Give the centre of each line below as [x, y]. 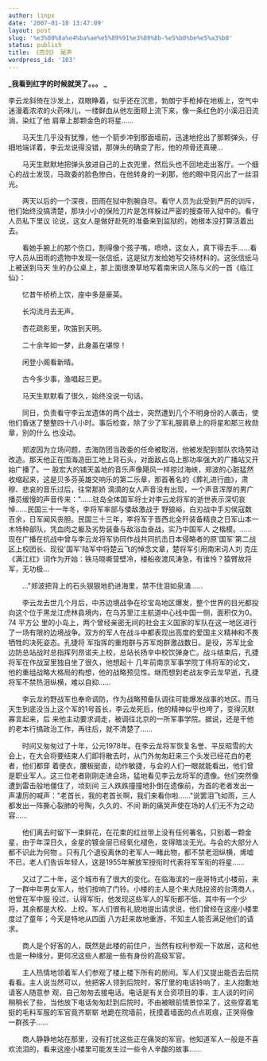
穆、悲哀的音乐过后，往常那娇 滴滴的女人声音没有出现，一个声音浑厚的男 [128, 489]
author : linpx [32, 16]
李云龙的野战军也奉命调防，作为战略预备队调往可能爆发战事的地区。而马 [140, 699]
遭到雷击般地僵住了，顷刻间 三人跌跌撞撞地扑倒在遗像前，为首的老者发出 [128, 785]
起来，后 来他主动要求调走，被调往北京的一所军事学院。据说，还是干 [134, 719]
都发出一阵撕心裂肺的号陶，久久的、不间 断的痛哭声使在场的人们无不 [120, 805]
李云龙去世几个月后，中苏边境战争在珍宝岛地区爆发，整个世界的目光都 [137, 602]
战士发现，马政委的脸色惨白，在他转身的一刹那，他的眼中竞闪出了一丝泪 [140, 174]
